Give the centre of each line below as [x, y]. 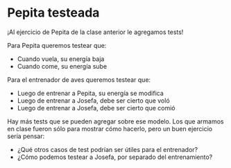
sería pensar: [26, 136]
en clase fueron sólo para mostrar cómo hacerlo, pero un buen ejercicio [110, 128]
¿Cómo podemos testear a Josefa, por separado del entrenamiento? [115, 157]
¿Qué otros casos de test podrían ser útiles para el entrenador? [108, 149]
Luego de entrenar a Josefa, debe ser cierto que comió [96, 108]
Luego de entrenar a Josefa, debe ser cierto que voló [93, 100]
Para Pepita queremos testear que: [57, 45]
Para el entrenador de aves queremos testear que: [79, 79]
